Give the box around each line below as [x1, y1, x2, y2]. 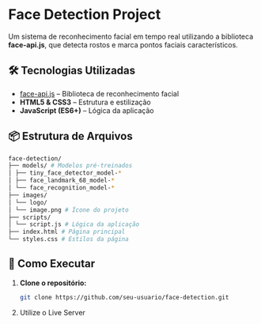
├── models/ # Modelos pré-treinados [8, 162, 133, 170]
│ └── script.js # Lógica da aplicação [8, 220, 140, 228]
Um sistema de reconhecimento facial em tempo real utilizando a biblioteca [8, 32, 254, 41]
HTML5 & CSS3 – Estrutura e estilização [19, 97, 152, 107]
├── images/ [8, 191, 47, 199]
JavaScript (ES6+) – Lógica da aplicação [19, 105, 154, 115]
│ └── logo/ [8, 198, 47, 206]
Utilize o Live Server [19, 307, 85, 317]
